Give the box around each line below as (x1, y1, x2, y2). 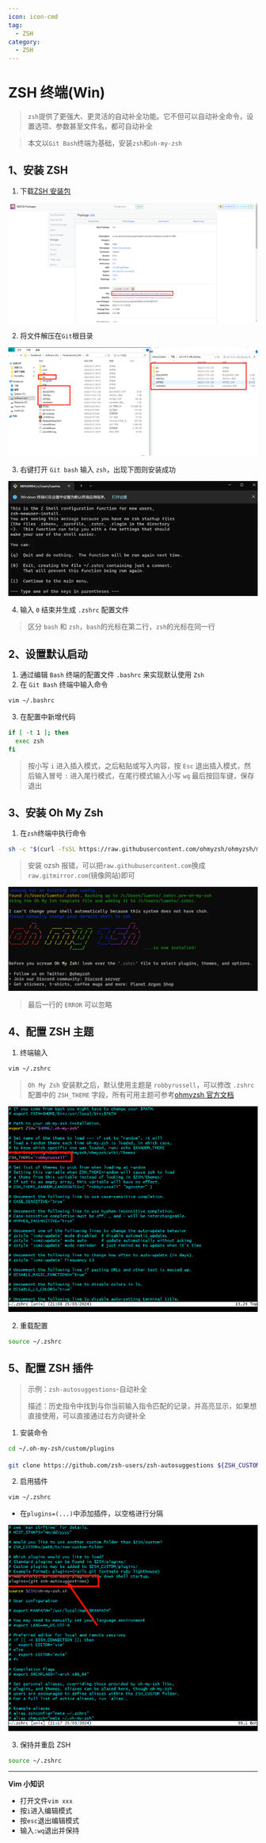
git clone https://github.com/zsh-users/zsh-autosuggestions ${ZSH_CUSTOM (8, 1461, 260, 1470)
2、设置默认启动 (8, 647, 89, 661)
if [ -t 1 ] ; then (8, 728, 69, 736)
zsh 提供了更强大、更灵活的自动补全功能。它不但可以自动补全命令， (27, 112, 247, 121)
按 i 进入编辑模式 (19, 1806, 73, 1815)
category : (8, 38, 41, 46)
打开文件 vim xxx (19, 1796, 73, 1806)
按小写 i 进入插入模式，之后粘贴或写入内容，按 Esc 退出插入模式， (27, 761, 245, 770)
